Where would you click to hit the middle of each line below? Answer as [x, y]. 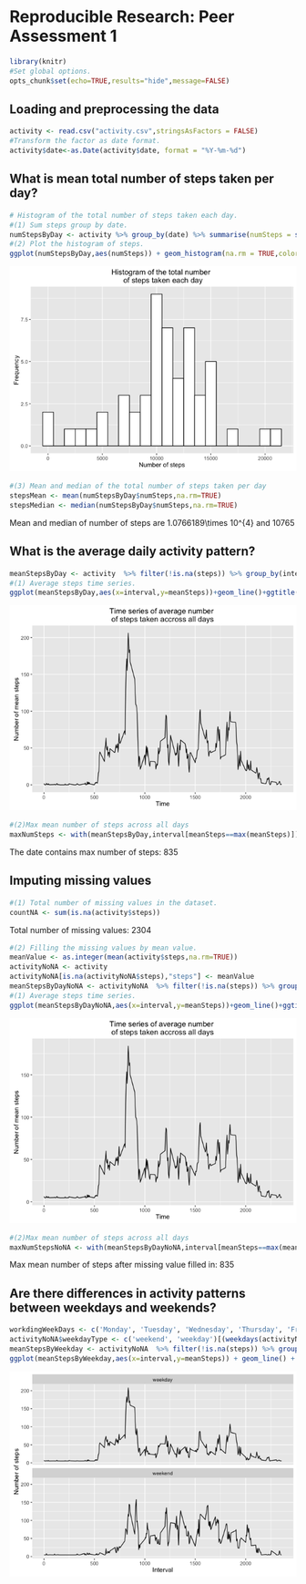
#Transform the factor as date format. [85, 141]
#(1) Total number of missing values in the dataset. [114, 903]
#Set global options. [51, 71]
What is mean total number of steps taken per [142, 179]
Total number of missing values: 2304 [81, 930]
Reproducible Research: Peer [122, 17]
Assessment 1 [63, 36]
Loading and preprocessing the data [114, 109]
